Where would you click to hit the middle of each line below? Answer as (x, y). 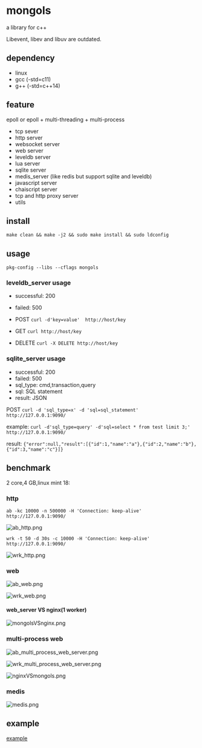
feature (21, 105)
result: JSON (31, 397)
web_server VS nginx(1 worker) (47, 610)
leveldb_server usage (39, 283)
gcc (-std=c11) (33, 79)
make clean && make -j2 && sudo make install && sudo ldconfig (88, 235)
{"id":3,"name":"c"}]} (35, 450)
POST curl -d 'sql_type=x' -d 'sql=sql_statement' (73, 409)
